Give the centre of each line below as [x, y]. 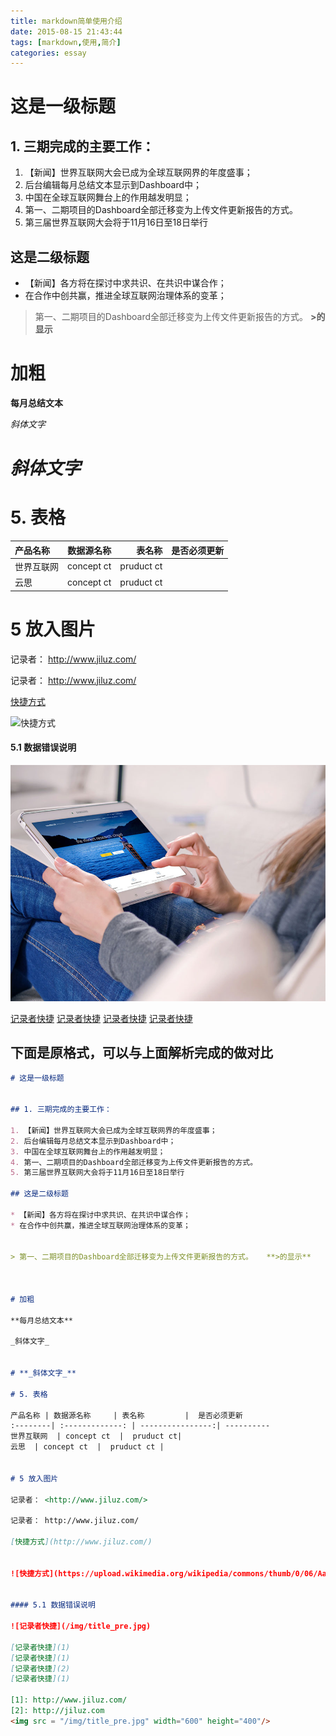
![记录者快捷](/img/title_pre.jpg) [81, 1626]
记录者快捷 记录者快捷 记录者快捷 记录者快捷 [101, 1018]
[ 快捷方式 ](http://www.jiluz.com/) [81, 1542]
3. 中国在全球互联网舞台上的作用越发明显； [88, 1151]
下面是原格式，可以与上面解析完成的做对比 [141, 1053]
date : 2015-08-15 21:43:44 [66, 31]
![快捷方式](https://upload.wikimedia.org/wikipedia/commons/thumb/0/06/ [164, 1573]
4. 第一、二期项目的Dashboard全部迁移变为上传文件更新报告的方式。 [134, 1162]
